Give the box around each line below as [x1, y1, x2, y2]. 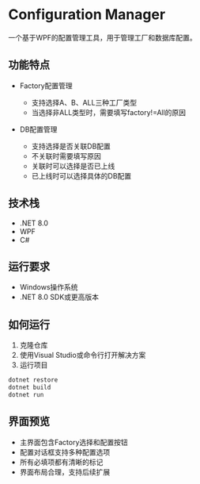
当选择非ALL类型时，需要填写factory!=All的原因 [31, 107, 187, 117]
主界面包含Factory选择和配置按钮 [19, 437, 128, 447]
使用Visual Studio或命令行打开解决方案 [19, 351, 146, 360]
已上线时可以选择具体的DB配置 [31, 171, 132, 180]
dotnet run [8, 390, 44, 398]
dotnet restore [8, 376, 58, 384]
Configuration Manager [8, 6, 166, 24]
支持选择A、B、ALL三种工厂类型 [31, 98, 137, 107]
